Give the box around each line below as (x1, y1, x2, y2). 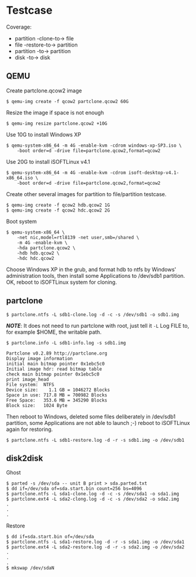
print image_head (6, 376, 49, 382)
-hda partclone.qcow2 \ (17, 245, 76, 251)
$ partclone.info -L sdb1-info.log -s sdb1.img (6, 340, 127, 346)
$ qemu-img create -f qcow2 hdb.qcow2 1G (6, 202, 110, 208)
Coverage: (6, 23, 32, 30)
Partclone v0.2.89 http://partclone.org (6, 350, 108, 356)
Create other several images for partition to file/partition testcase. (6, 190, 167, 197)
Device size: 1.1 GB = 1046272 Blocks (6, 387, 110, 393)
